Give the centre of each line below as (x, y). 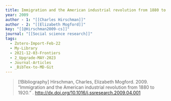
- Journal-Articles (31, 63)
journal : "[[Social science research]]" (49, 34)
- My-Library (24, 48)
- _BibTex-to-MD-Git (32, 67)
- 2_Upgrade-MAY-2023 (33, 58)
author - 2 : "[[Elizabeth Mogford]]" (46, 24)
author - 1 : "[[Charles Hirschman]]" (46, 19)
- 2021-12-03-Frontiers (35, 53)
